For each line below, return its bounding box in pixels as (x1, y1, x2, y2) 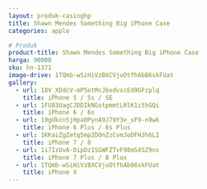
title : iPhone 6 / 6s (22, 109, 95, 117)
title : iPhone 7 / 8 (22, 138, 91, 146)
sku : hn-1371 (8, 64, 52, 72)
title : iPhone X (22, 168, 78, 177)
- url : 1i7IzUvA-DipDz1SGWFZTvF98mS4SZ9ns (15, 146, 160, 154)
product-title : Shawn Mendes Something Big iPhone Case (8, 49, 199, 57)
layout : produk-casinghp (8, 11, 91, 20)
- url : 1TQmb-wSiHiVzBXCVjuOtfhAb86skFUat (15, 161, 160, 169)
